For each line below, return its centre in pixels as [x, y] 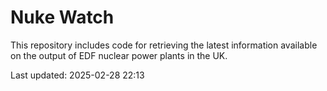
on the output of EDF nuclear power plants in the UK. [119, 55]
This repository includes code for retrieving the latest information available [164, 45]
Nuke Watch [62, 17]
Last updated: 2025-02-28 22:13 [77, 75]
